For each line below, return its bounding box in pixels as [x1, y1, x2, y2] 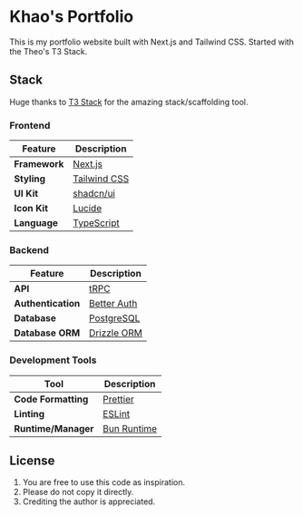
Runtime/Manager [14, 422, 94, 434]
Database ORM [14, 326, 81, 339]
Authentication [14, 297, 81, 310]
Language [14, 217, 59, 229]
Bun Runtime [103, 422, 157, 434]
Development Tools [9, 354, 97, 366]
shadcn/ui [72, 188, 116, 200]
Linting [14, 407, 45, 420]
